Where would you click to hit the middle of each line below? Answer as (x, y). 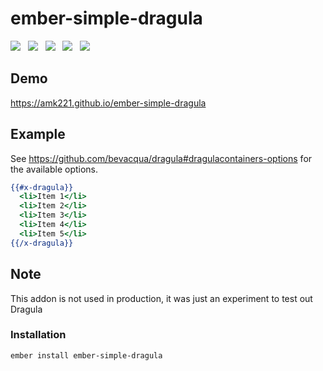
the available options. (54, 169)
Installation (38, 335)
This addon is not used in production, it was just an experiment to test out (161, 298)
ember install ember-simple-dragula (86, 355)
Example (38, 134)
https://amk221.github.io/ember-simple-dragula (108, 103)
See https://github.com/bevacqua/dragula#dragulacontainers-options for (161, 158)
